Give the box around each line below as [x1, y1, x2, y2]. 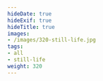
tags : [7, 43, 23, 50]
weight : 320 [7, 63, 42, 70]
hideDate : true [7, 10, 52, 18]
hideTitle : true [7, 23, 55, 30]
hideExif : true [7, 17, 52, 24]
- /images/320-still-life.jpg [7, 37, 97, 44]
